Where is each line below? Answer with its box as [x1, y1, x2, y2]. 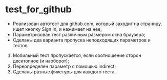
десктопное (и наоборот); [12, 57, 69, 64]
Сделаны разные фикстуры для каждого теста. [12, 68, 116, 75]
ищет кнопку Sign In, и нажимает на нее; [12, 26, 102, 32]
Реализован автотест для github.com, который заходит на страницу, [12, 21, 162, 27]
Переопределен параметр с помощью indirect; [12, 63, 116, 69]
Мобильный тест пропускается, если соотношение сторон [12, 52, 142, 58]
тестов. [12, 42, 29, 48]
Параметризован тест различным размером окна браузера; [12, 31, 145, 37]
